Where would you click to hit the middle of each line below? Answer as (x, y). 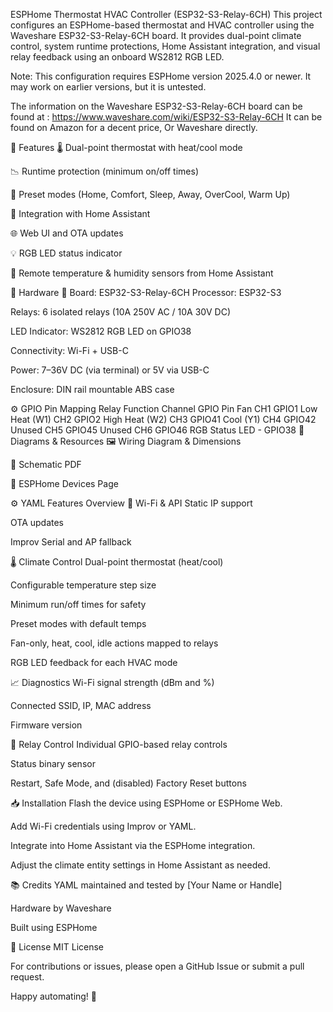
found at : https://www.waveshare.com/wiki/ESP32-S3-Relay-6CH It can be (166, 117)
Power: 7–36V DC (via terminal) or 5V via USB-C (110, 370)
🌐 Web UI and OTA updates (67, 233)
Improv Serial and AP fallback (71, 542)
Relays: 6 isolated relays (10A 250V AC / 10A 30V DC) (121, 312)
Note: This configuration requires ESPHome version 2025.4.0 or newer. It (161, 76)
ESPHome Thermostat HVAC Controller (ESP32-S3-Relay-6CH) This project (166, 14)
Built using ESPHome (54, 927)
